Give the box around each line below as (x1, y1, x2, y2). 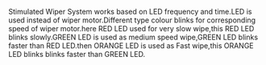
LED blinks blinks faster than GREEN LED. (8, 50, 146, 59)
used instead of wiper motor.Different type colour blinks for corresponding (8, 15, 256, 25)
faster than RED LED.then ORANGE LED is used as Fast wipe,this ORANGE (8, 41, 254, 51)
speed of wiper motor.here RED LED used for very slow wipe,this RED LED (8, 24, 255, 33)
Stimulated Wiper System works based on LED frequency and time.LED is (8, 7, 252, 16)
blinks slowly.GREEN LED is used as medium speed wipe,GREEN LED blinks (8, 32, 259, 42)
